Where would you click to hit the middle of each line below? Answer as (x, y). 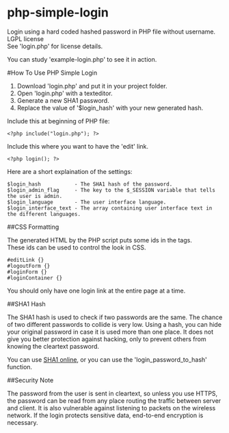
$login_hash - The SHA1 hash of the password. (90, 184)
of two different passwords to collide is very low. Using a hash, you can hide (114, 324)
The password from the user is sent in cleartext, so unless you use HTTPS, (112, 393)
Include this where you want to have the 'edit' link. (78, 146)
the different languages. (44, 214)
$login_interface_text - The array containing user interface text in (110, 208)
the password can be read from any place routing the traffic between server (114, 400)
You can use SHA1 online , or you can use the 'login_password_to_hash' (107, 359)
